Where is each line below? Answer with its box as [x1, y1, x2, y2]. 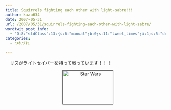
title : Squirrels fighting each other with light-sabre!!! [5, 7, 133, 13]
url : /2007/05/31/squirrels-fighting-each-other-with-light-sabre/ [5, 21, 152, 27]
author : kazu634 [5, 12, 40, 17]
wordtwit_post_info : [5, 26, 49, 32]
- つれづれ [10, 41, 30, 46]
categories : [5, 36, 31, 41]
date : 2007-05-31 [5, 17, 42, 22]
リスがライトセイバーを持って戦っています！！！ [9, 60, 112, 66]
